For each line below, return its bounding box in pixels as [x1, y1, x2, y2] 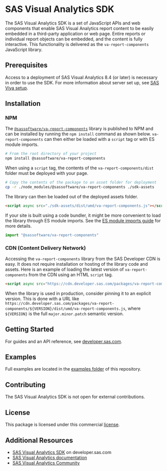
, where [125, 305, 141, 311]
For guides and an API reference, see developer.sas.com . [5, 338, 123, 344]
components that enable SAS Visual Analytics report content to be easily [5, 25, 154, 31]
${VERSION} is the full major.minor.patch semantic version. [5, 311, 124, 317]
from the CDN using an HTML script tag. [28, 271, 113, 278]
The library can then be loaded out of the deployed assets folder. [5, 193, 138, 199]
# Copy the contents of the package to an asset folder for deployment [5, 180, 157, 185]
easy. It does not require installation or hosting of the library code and [5, 261, 148, 267]
